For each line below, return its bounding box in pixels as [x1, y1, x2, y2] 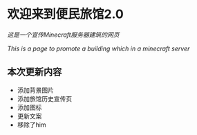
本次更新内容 [7, 66, 62, 78]
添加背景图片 [17, 86, 54, 94]
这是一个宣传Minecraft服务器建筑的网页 [7, 30, 120, 39]
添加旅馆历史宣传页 [17, 94, 73, 102]
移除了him [17, 120, 46, 129]
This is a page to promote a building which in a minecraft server [7, 44, 190, 53]
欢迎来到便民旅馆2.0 [7, 6, 124, 22]
